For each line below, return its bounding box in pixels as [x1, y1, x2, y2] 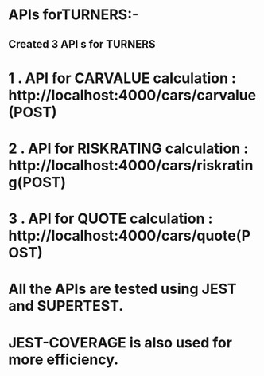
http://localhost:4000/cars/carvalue [8, 86, 257, 104]
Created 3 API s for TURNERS [8, 37, 156, 51]
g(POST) [8, 173, 66, 191]
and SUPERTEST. [8, 297, 124, 315]
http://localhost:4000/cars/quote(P [8, 227, 251, 245]
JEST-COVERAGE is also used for [8, 333, 233, 351]
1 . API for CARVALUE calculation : [8, 69, 237, 87]
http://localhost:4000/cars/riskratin [8, 156, 254, 174]
